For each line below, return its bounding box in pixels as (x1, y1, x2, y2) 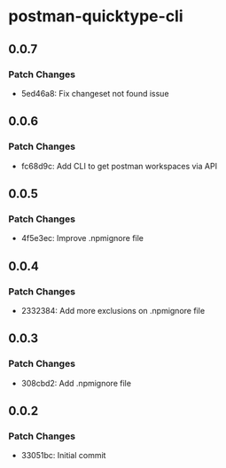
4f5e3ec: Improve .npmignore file (20, 233, 144, 244)
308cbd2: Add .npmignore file (20, 378, 132, 388)
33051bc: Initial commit (20, 450, 106, 461)
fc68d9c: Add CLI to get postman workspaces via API (20, 160, 218, 171)
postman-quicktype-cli (8, 6, 183, 27)
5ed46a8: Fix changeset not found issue (20, 88, 169, 98)
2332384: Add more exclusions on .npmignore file (20, 305, 206, 316)
